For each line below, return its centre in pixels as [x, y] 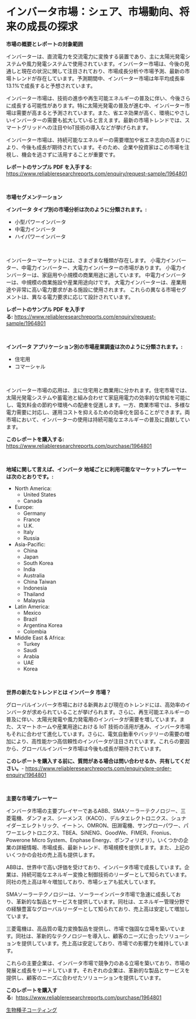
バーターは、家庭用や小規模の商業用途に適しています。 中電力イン [91, 275]
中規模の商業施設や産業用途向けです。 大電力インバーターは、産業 [101, 282]
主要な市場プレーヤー [32, 798]
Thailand [34, 594]
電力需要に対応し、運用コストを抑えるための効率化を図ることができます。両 [98, 412]
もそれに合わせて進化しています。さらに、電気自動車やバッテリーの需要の [95, 734]
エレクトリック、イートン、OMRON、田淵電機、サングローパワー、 [102, 825]
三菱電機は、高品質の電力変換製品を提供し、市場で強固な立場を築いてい [93, 928]
